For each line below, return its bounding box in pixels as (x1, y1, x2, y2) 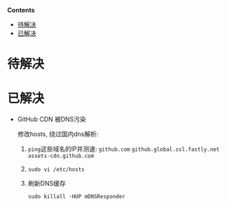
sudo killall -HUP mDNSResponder (27, 193, 126, 200)
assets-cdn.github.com (27, 153, 94, 160)
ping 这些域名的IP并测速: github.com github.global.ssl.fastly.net (27, 145, 220, 153)
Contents (7, 6, 35, 14)
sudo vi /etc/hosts (27, 166, 85, 173)
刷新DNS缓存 (27, 179, 66, 188)
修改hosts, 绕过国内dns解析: (17, 130, 99, 138)
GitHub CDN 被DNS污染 (17, 115, 86, 124)
